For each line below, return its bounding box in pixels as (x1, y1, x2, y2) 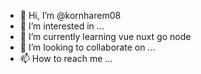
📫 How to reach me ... (19, 53, 113, 64)
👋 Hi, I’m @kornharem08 (19, 10, 122, 21)
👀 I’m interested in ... (19, 20, 105, 32)
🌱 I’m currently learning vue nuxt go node (19, 31, 192, 42)
